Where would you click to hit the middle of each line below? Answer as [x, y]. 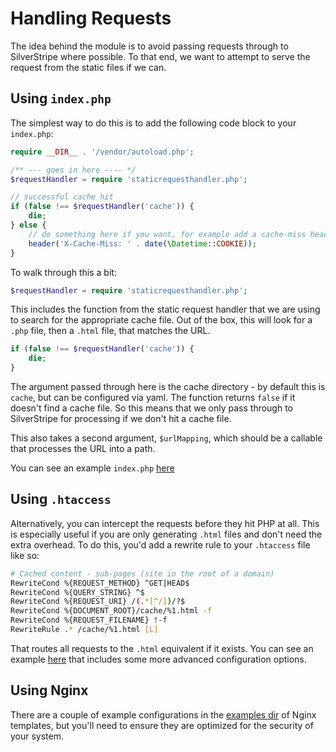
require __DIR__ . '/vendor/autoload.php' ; [102, 152]
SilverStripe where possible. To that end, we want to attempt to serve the [160, 56]
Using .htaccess [61, 499]
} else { [28, 225]
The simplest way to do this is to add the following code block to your [153, 123]
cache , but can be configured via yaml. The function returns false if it [153, 397]
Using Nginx [49, 690]
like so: [25, 555]
